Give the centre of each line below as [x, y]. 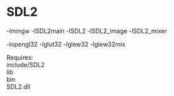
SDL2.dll [18, 86]
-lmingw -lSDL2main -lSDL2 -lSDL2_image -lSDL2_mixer [87, 31]
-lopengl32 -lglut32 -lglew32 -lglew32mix [66, 44]
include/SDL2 [26, 64]
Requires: [20, 57]
